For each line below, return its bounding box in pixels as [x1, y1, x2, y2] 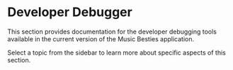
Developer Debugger [7, 4, 132, 20]
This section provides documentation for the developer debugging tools [7, 27, 217, 36]
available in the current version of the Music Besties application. [7, 34, 195, 43]
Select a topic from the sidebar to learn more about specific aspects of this [7, 48, 227, 57]
